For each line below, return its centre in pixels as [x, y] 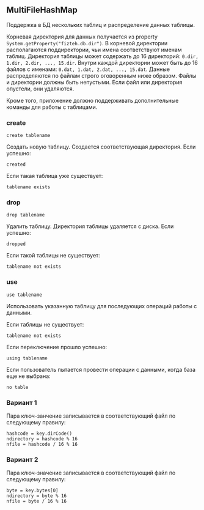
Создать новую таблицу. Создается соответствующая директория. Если [101, 147]
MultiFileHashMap [42, 10]
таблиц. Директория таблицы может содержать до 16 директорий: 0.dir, [102, 56]
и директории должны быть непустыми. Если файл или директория [94, 82]
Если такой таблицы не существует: [53, 256]
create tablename [28, 136]
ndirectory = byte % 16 [37, 496]
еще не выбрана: [28, 376]
